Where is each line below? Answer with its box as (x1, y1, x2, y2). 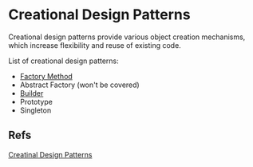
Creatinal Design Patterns (8, 149, 93, 159)
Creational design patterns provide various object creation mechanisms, (8, 32, 246, 42)
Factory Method (19, 71, 73, 81)
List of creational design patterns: (8, 56, 119, 66)
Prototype (19, 97, 53, 106)
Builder (19, 88, 44, 97)
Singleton (19, 105, 52, 115)
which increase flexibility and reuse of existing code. (8, 40, 181, 50)
